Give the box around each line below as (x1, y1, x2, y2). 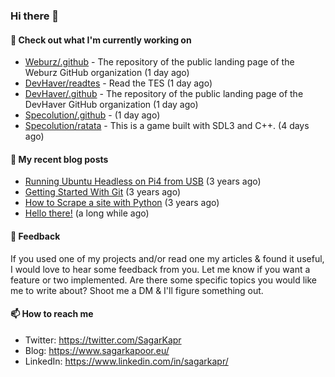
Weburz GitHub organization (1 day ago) (24, 67, 190, 79)
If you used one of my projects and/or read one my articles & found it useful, (10, 252, 325, 264)
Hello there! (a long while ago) (24, 207, 150, 219)
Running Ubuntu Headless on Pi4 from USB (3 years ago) (24, 175, 262, 188)
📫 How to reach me (10, 308, 94, 320)
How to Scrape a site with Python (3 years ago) (24, 197, 220, 209)
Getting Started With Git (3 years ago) (24, 186, 182, 198)
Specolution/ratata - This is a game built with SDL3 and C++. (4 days (24, 120, 310, 132)
